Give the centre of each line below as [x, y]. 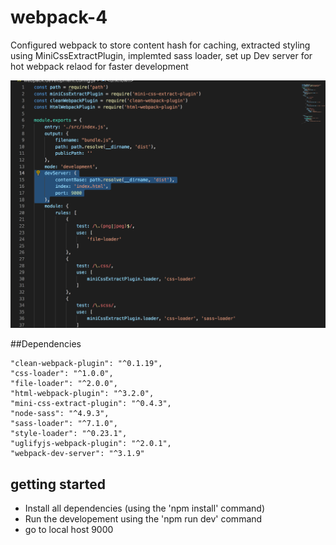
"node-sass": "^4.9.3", [60, 414]
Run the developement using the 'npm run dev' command [143, 518]
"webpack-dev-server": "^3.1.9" [77, 454]
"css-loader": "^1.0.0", [62, 374]
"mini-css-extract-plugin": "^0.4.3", [91, 404]
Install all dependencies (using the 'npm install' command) [145, 508]
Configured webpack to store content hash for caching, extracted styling [160, 45]
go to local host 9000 [69, 529]
